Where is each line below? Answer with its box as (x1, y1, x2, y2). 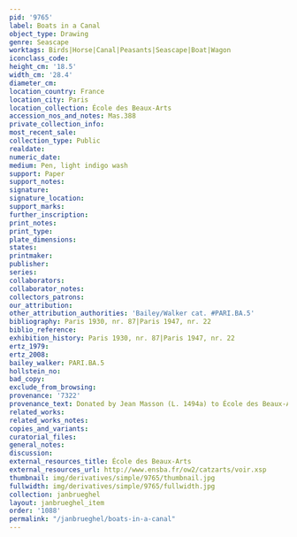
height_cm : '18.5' (9, 63, 77, 72)
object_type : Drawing (9, 29, 89, 38)
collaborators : (9, 276, 65, 285)
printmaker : (9, 251, 53, 261)
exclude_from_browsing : (9, 383, 97, 392)
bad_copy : (9, 375, 46, 384)
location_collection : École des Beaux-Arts (9, 104, 172, 112)
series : (9, 268, 38, 277)
